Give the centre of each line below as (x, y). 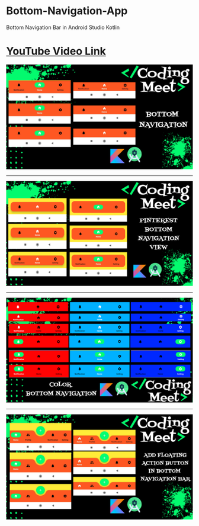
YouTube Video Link (56, 51)
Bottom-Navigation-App (67, 11)
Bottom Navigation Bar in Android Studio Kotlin (63, 27)
